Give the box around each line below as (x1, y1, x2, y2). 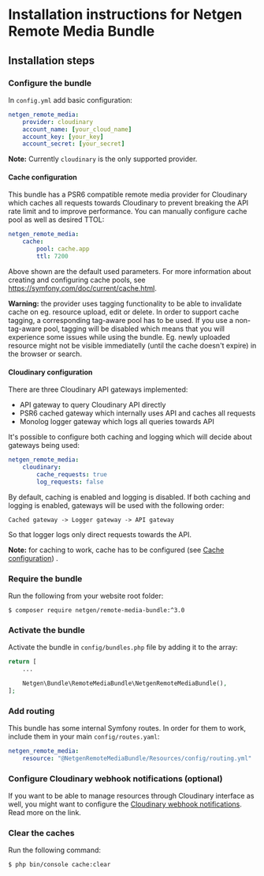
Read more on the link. (8, 808, 81, 818)
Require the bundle (8, 573, 83, 584)
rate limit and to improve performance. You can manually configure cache (8, 207, 247, 216)
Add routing (8, 705, 55, 716)
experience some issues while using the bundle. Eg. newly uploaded (8, 332, 231, 341)
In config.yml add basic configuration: (8, 95, 132, 104)
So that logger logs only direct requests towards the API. (8, 529, 191, 539)
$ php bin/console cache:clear (8, 861, 111, 869)
